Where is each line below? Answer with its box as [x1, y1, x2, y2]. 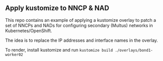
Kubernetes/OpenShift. [5, 27, 52, 34]
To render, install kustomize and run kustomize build [5, 47, 113, 53]
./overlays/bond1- [115, 48, 153, 53]
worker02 [5, 52, 23, 57]
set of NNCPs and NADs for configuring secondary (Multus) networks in [5, 22, 153, 28]
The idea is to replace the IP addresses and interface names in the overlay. [5, 37, 158, 43]
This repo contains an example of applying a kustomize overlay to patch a [5, 17, 157, 23]
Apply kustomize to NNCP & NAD [5, 4, 109, 12]
